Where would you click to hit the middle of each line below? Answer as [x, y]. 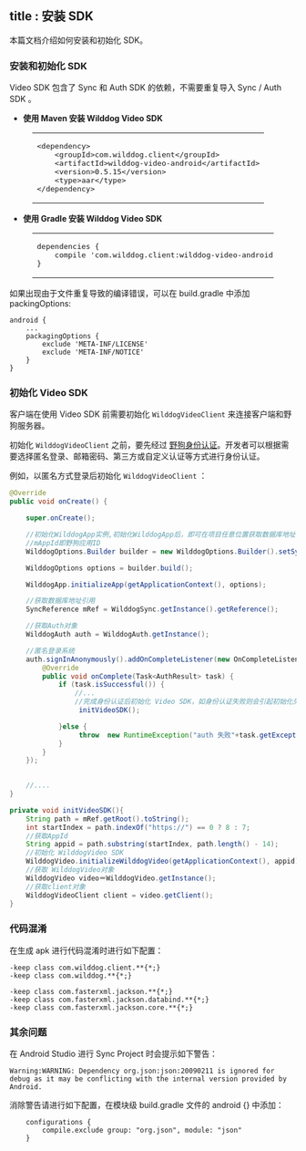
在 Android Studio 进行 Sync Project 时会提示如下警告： [114, 1053]
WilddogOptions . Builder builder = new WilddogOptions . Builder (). [153, 551]
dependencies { [68, 247]
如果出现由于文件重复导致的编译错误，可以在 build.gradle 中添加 [130, 294]
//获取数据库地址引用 [61, 601]
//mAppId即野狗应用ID [63, 543]
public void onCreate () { [58, 502]
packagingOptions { [63, 337]
